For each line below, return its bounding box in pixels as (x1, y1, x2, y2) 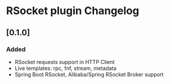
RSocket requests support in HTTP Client (14, 58, 115, 65)
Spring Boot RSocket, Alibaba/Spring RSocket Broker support (14, 70, 164, 78)
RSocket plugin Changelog (6, 4, 140, 18)
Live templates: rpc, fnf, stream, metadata (14, 65, 117, 72)
